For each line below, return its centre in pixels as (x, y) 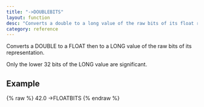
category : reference (32, 29)
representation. (25, 53)
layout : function (28, 18)
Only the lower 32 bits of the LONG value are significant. (77, 64)
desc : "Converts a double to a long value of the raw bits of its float (100, 23)
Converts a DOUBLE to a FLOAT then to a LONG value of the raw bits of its (99, 46)
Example (23, 84)
